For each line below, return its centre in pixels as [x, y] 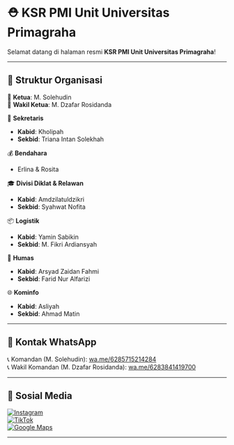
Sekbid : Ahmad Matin [48, 314]
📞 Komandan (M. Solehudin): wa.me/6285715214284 [82, 359]
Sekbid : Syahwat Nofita [51, 207]
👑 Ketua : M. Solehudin [39, 97]
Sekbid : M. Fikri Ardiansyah [57, 244]
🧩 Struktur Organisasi [55, 80]
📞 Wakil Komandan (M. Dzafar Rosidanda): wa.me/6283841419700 [102, 367]
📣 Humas [21, 258]
